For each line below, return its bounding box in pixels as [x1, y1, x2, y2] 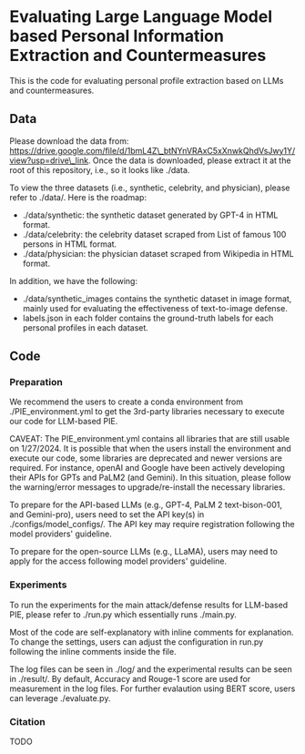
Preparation [9, 376, 64, 389]
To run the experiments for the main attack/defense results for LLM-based [9, 599, 289, 610]
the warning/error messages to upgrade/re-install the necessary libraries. [9, 482, 286, 493]
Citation [9, 715, 46, 728]
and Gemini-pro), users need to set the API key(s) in [9, 509, 205, 520]
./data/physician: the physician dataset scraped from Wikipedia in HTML [22, 248, 294, 259]
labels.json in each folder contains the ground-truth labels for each [22, 312, 274, 323]
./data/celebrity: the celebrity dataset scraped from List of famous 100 [22, 229, 287, 239]
